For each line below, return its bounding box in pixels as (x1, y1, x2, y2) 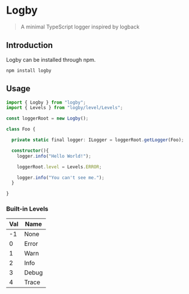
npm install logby (6, 68, 52, 73)
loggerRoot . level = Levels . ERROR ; (17, 164, 102, 170)
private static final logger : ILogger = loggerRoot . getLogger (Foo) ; (11, 137, 184, 143)
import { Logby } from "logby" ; (6, 99, 86, 106)
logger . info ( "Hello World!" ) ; (17, 153, 92, 159)
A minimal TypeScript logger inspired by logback (20, 23, 140, 30)
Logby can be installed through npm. (6, 56, 96, 63)
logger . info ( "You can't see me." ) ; (17, 174, 105, 181)
